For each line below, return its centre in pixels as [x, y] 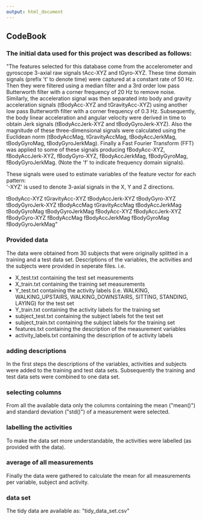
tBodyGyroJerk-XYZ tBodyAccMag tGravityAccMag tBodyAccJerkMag [94, 205]
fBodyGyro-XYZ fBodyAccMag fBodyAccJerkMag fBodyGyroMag [88, 218]
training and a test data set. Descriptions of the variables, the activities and [99, 259]
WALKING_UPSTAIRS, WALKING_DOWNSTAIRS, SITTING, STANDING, [102, 296]
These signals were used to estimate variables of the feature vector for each [101, 174]
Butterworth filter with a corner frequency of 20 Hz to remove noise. [91, 92]
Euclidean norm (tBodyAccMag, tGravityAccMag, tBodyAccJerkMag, [91, 137]
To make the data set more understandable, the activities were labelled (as [99, 440]
